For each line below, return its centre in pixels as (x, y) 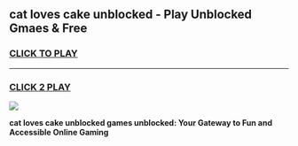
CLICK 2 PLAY (40, 87)
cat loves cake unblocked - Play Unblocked (131, 15)
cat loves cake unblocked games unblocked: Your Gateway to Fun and (141, 122)
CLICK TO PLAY (43, 54)
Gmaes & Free (48, 29)
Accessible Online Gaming (59, 132)
